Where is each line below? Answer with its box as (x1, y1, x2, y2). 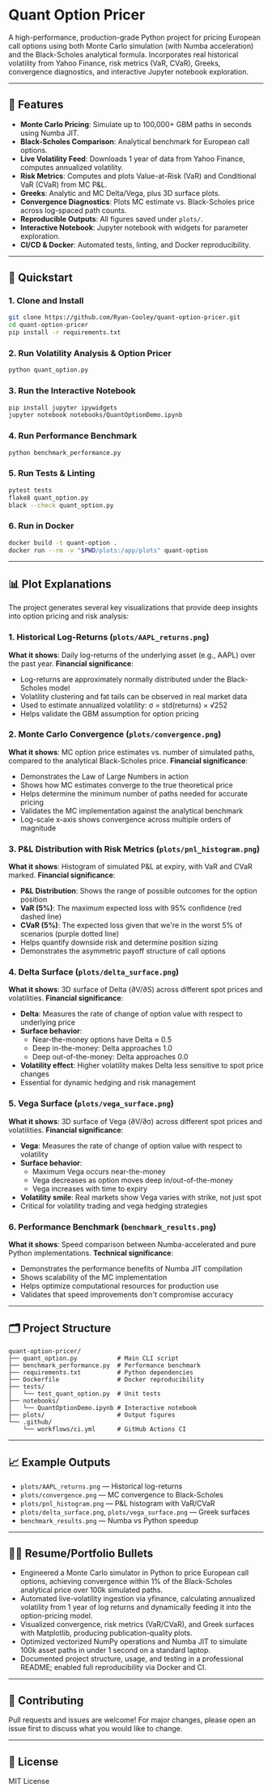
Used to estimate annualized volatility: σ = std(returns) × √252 (19, 700, 228, 710)
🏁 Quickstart (8, 271, 73, 285)
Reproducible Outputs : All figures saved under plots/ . (19, 214, 203, 223)
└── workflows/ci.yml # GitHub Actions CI (23, 1425, 186, 1433)
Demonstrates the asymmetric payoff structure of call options (19, 946, 226, 956)
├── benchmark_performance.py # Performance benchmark (8, 1361, 201, 1369)
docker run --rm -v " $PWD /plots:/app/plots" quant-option (8, 546, 208, 554)
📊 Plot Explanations (8, 577, 112, 591)
